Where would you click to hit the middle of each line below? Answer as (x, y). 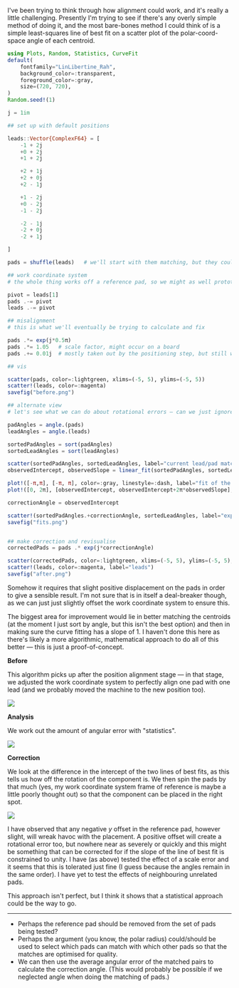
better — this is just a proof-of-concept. (66, 647)
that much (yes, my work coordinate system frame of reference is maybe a (117, 786)
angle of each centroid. (61, 41)
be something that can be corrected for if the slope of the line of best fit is (116, 851)
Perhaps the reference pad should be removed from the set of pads (117, 924)
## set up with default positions (59, 125)
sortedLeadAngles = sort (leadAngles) (63, 451)
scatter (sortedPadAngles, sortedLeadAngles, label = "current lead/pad (113, 464)
